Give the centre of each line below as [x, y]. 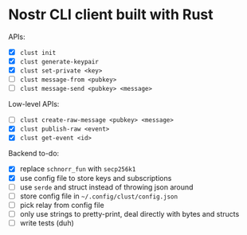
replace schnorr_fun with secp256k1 [78, 169]
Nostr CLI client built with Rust [111, 15]
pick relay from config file [62, 205]
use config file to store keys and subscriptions [96, 178]
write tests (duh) [47, 223]
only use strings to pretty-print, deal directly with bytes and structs [129, 213]
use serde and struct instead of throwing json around [106, 187]
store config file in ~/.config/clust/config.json [98, 196]
